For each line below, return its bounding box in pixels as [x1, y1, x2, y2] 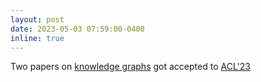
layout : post [10, 14, 65, 25]
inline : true [10, 33, 65, 43]
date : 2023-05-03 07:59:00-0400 [10, 24, 145, 34]
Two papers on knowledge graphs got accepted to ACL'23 [10, 61, 251, 73]
